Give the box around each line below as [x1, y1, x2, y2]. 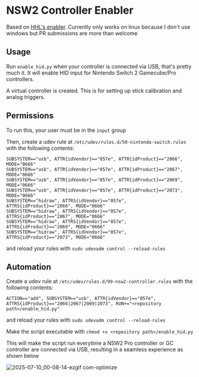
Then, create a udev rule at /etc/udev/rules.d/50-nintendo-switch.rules [6, 138, 186, 145]
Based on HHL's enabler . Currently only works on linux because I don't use [6, 23, 191, 30]
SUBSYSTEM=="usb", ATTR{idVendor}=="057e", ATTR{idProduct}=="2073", [6, 187, 183, 193]
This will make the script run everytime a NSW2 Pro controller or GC [6, 339, 174, 347]
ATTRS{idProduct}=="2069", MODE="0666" [6, 224, 106, 230]
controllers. [6, 75, 35, 82]
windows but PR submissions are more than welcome [6, 29, 138, 36]
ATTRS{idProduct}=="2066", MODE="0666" [6, 203, 106, 209]
